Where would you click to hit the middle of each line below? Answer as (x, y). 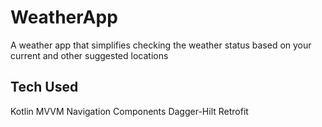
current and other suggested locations (89, 55)
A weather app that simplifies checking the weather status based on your (161, 45)
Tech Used (44, 87)
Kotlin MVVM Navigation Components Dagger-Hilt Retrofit (129, 111)
